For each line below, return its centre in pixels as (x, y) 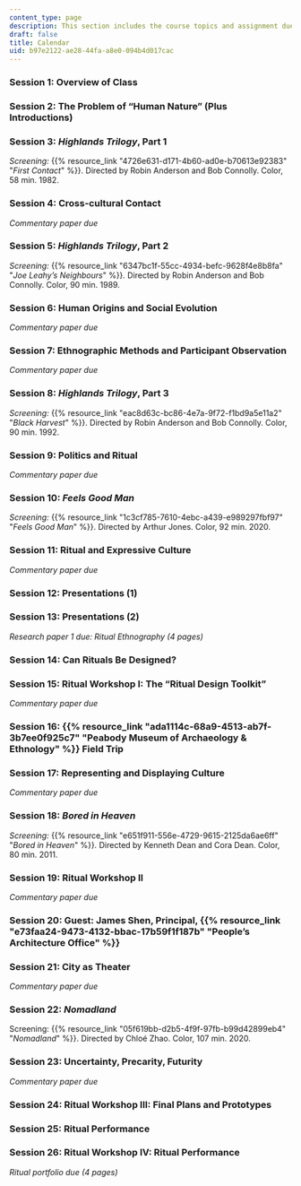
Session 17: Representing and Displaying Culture (117, 773)
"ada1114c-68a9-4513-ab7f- (208, 727)
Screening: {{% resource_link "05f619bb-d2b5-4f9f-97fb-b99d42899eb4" (148, 1029)
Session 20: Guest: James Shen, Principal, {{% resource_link (145, 920)
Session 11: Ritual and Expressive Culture (100, 550)
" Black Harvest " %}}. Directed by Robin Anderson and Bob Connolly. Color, (148, 422)
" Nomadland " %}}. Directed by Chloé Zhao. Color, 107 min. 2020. (130, 1039)
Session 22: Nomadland (63, 1009)
